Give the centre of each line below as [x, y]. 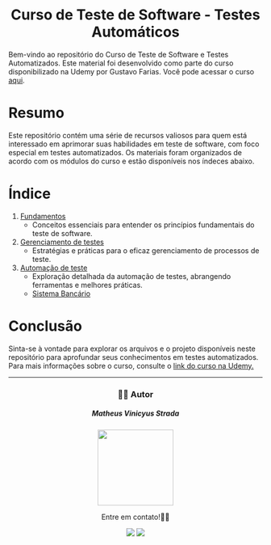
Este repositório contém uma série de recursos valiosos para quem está [128, 135]
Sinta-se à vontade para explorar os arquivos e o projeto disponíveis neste [132, 349]
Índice [29, 194]
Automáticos [135, 32]
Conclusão [45, 326]
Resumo [36, 113]
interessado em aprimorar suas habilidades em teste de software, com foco [134, 144]
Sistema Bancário [61, 294]
